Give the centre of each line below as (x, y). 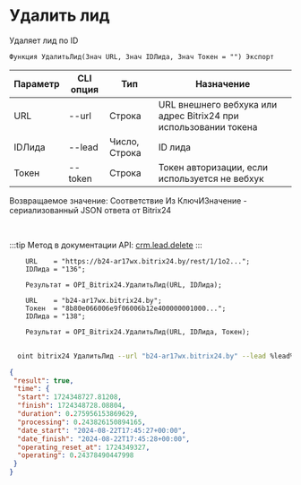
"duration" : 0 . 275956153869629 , (78, 414)
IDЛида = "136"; (56, 269)
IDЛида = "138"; (56, 316)
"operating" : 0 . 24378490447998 (76, 455)
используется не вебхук (211, 178)
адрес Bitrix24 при (198, 116)
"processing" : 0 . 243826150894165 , (82, 422)
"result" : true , (43, 381)
